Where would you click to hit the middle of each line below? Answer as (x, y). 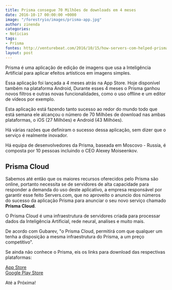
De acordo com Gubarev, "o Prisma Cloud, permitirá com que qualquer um (84, 231)
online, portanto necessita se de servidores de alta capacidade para (77, 184)
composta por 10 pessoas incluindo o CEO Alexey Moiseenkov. (72, 150)
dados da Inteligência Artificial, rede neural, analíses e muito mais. (75, 221)
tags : (11, 39)
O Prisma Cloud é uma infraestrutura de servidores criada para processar (83, 216)
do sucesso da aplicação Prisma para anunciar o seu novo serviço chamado (86, 200)
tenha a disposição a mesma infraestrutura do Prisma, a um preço (75, 237)
